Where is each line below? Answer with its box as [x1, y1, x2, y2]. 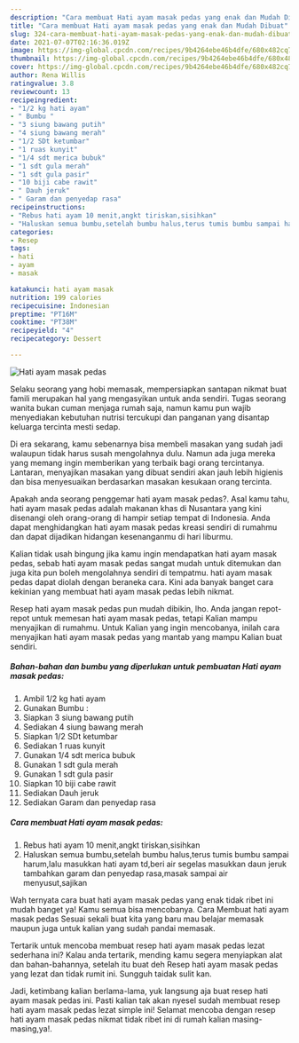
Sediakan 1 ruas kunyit [22, 740, 106, 751]
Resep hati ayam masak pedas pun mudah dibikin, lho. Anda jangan [10, 603, 257, 613]
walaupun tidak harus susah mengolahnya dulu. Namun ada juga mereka [10, 447, 276, 458]
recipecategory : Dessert [10, 335, 102, 344]
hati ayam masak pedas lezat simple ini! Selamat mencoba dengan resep [10, 1004, 276, 1015]
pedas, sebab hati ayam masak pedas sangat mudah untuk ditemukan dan [10, 557, 282, 568]
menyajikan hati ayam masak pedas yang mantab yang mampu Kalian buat [10, 631, 283, 642]
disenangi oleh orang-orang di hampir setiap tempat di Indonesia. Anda [10, 512, 271, 523]
